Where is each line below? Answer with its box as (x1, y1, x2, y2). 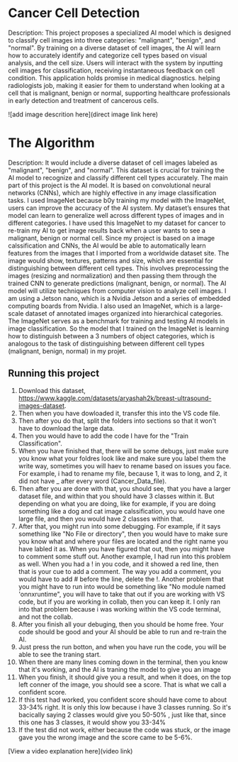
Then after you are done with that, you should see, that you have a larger (18, 484, 231, 492)
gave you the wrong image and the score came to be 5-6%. (18, 733, 193, 741)
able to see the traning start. (18, 650, 101, 658)
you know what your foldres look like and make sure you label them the (18, 454, 226, 463)
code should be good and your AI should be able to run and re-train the (18, 627, 227, 636)
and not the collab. (18, 612, 74, 621)
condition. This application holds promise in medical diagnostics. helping (8, 73, 220, 82)
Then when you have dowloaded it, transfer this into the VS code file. (18, 409, 220, 417)
